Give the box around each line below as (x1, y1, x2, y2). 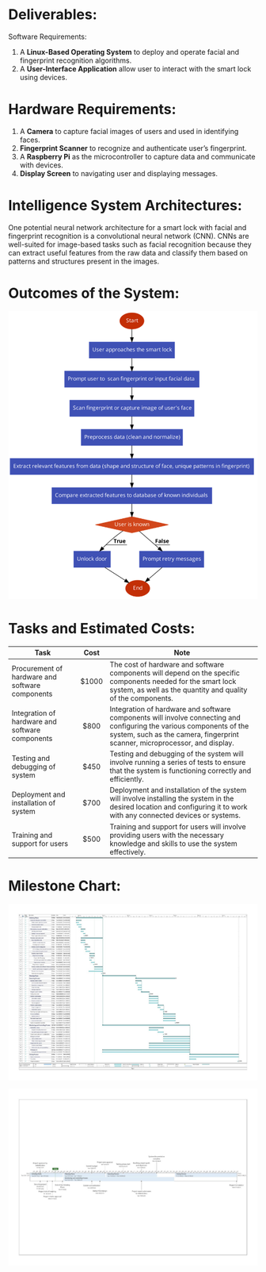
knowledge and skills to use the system (109, 839, 237, 848)
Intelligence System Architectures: (8, 197, 243, 215)
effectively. (109, 847, 146, 856)
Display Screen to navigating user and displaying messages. (19, 168, 218, 178)
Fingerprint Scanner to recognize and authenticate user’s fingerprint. (19, 143, 247, 152)
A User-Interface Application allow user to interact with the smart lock (19, 63, 252, 73)
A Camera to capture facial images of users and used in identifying (19, 126, 239, 136)
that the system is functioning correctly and (109, 766, 252, 775)
